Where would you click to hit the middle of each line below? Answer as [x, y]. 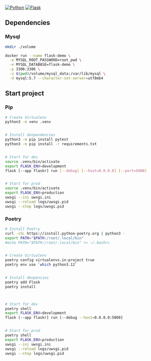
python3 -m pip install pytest [37, 140]
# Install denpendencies [30, 135]
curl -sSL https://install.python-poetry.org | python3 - [65, 233]
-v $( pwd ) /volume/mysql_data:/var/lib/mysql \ [57, 74]
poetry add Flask [23, 282]
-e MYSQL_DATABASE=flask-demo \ [42, 65]
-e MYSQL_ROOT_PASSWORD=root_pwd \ [46, 60]
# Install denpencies [27, 278]
